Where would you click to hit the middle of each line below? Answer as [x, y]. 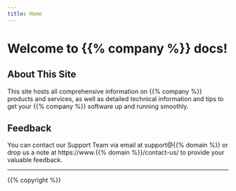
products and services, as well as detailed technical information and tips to [116, 98]
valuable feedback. [35, 160]
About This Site [42, 74]
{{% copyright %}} [34, 180]
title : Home [25, 14]
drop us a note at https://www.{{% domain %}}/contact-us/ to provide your [116, 152]
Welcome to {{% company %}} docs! [118, 48]
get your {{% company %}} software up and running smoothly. [98, 106]
